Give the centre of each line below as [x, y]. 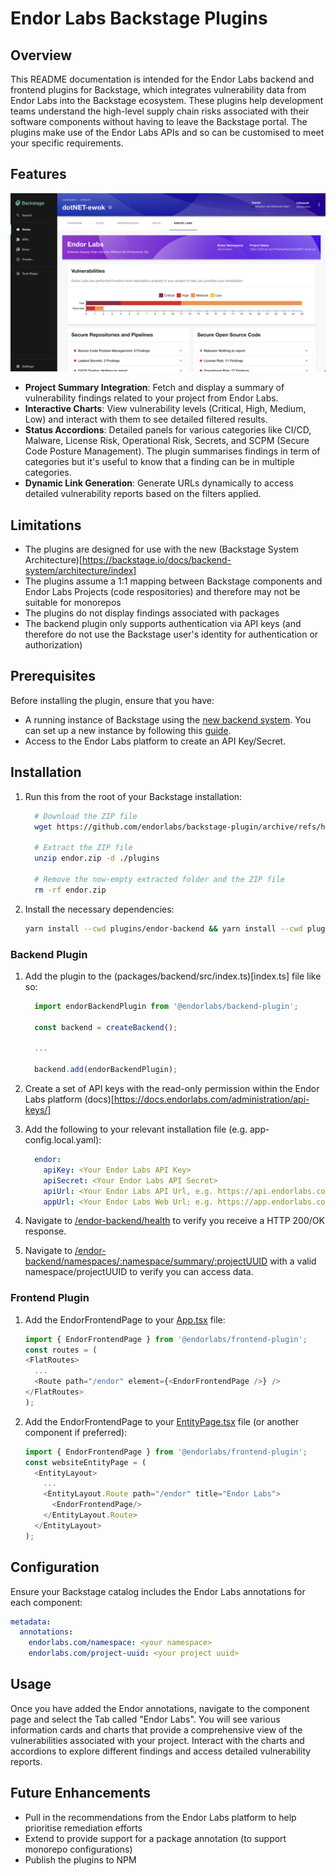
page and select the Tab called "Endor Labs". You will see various [145, 1719]
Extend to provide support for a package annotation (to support [155, 1838]
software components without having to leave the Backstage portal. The [159, 121]
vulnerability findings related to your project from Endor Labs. [151, 398]
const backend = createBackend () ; [106, 1027]
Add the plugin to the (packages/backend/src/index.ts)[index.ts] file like [173, 976]
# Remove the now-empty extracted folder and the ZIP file [160, 879]
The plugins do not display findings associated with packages [152, 613]
